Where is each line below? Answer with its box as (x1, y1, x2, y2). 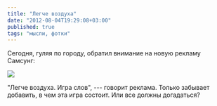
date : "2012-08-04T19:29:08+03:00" (7, 17, 112, 24)
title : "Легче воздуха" (7, 10, 77, 18)
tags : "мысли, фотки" (7, 29, 71, 37)
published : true (7, 23, 55, 30)
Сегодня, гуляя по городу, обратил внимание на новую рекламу (7, 49, 202, 58)
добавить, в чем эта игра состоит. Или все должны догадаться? (7, 91, 201, 99)
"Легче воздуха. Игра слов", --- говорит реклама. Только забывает (7, 84, 210, 92)
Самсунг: (7, 57, 35, 65)
